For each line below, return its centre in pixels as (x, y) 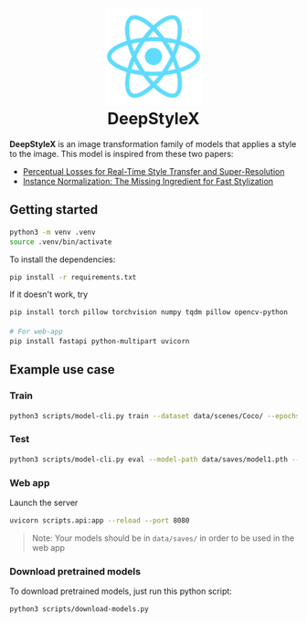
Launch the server (44, 502)
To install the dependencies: (63, 259)
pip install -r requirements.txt (73, 277)
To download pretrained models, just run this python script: (121, 591)
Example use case (63, 370)
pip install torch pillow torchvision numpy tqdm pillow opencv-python (148, 312)
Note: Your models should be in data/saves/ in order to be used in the (163, 538)
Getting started (54, 210)
